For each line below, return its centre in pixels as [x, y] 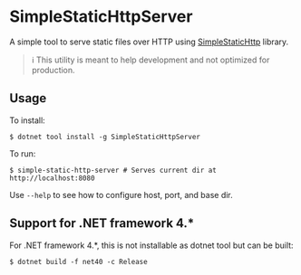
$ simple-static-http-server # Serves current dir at [113, 170]
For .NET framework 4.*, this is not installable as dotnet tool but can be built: [151, 245]
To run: [23, 153]
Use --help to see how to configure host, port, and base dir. [121, 194]
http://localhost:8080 [52, 178]
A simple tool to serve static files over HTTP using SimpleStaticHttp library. [149, 42]
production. [53, 70]
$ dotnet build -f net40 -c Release [78, 261]
